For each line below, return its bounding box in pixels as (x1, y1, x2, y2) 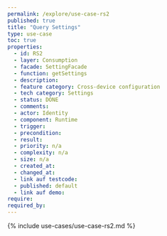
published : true (7, 17, 55, 24)
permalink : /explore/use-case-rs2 (7, 10, 110, 18)
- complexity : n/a (14, 149, 69, 156)
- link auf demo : (14, 189, 65, 196)
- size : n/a (14, 156, 50, 163)
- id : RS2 (14, 50, 43, 58)
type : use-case (7, 30, 53, 38)
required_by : (7, 202, 46, 210)
